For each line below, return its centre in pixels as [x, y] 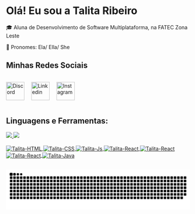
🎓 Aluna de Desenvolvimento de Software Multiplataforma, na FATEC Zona [97, 27]
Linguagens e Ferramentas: [57, 121]
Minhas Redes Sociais [47, 65]
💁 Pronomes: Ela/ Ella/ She [38, 47]
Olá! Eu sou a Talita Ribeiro [72, 11]
